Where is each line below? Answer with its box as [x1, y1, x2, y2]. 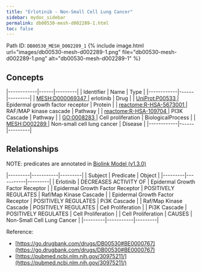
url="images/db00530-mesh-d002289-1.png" [6, 49, 121, 56]
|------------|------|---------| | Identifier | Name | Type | [6, 88, 146, 96]
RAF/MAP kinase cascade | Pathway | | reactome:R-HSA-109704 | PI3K [6, 108, 184, 115]
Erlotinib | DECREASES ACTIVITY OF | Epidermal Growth [55, 178, 196, 185]
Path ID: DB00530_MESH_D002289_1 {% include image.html [6, 42, 144, 49]
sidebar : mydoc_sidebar [6, 14, 66, 20]
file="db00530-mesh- [122, 49, 178, 56]
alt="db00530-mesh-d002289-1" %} [48, 55, 141, 62]
